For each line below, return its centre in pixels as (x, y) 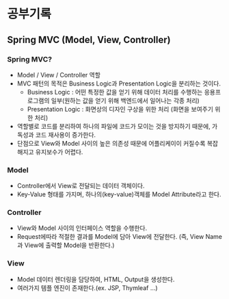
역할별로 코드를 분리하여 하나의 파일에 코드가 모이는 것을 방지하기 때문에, (113, 126)
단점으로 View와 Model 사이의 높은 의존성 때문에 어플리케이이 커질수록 (111, 143)
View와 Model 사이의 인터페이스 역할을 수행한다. (82, 228)
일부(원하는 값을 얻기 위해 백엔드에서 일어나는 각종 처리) (125, 101)
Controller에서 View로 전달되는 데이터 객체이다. (81, 186)
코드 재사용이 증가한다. (66, 135)
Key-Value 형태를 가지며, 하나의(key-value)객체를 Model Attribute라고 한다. (119, 194)
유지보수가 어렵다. (59, 152)
